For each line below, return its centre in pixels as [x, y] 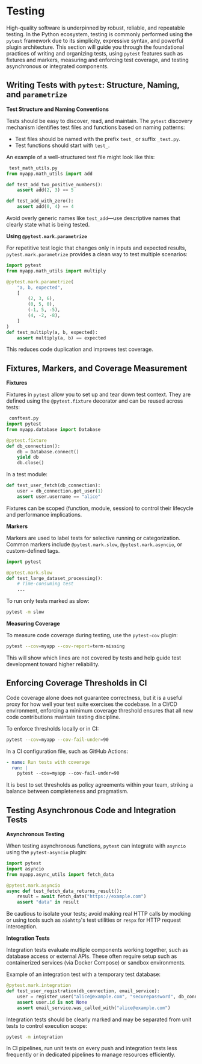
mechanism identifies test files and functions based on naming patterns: [96, 127]
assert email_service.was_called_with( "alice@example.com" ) [94, 1008]
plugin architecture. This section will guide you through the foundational [95, 47]
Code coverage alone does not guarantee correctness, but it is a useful [94, 697]
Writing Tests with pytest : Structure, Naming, [93, 85]
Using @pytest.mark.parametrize [47, 236]
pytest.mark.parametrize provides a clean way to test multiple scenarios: [97, 254]
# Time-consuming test [45, 584]
